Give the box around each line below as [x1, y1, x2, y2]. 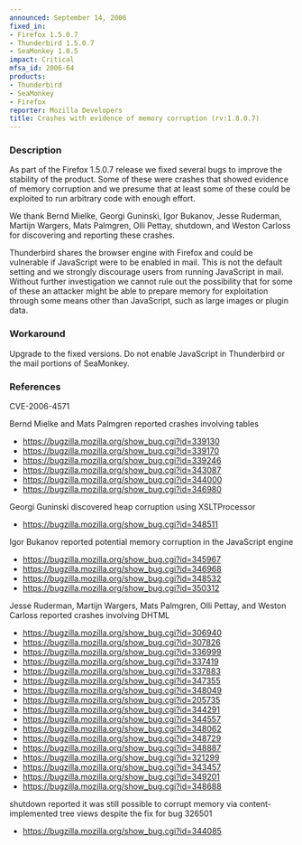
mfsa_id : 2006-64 [9, 64, 75, 73]
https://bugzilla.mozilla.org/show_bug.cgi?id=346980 [22, 484, 223, 495]
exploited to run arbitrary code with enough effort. [9, 193, 196, 204]
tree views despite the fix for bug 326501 [59, 808, 213, 819]
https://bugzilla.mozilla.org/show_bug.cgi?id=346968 [22, 564, 223, 575]
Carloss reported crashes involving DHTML [9, 610, 170, 621]
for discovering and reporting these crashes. [9, 230, 176, 240]
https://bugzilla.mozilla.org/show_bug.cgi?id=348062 [22, 724, 223, 735]
